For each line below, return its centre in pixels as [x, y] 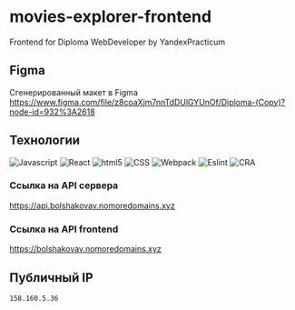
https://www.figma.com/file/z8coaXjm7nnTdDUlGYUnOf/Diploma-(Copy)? [147, 102]
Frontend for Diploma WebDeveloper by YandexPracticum [117, 42]
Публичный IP [51, 278]
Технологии [44, 140]
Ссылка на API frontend [64, 229]
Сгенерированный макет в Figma [74, 92]
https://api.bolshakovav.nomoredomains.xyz [92, 205]
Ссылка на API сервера [64, 185]
